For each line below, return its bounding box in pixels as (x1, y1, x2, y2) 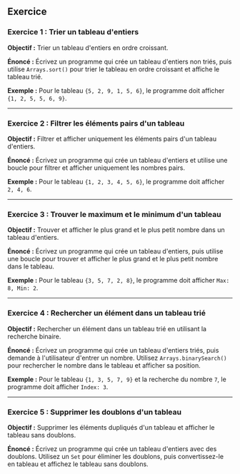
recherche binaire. (7, 332, 61, 341)
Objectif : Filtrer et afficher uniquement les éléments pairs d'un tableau (7, 134, 216, 143)
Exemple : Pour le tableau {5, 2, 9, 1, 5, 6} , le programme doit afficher (7, 86, 225, 95)
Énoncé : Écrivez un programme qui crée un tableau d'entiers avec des (7, 444, 217, 453)
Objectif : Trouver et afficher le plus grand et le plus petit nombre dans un (7, 226, 225, 234)
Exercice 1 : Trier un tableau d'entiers (7, 27, 139, 37)
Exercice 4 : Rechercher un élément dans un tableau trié (7, 308, 206, 318)
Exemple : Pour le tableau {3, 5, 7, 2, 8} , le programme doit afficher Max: (7, 276, 230, 285)
